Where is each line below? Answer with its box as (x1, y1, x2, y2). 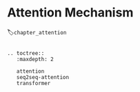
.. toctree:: (7, 49, 45, 56)
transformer (16, 80, 51, 87)
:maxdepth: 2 (16, 56, 54, 62)
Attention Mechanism (7, 5, 134, 21)
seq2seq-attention (16, 73, 70, 80)
